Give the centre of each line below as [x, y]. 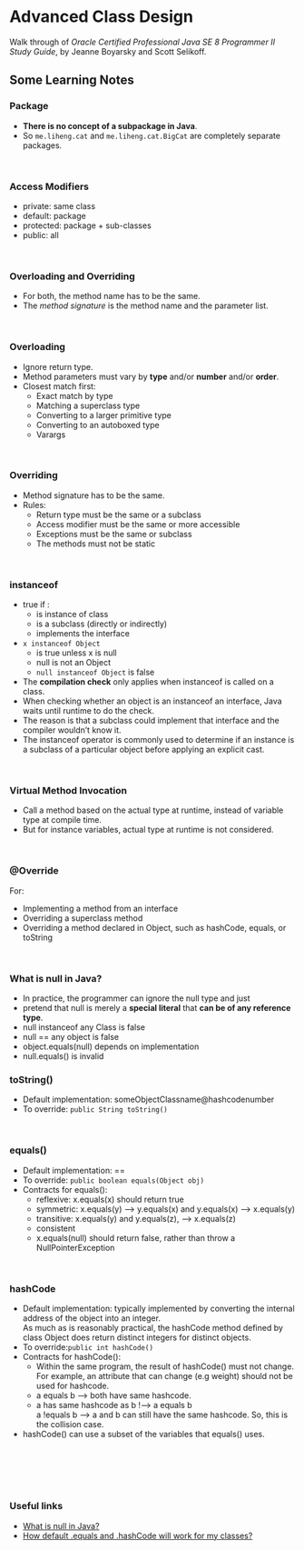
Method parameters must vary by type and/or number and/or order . [151, 376]
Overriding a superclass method [83, 918]
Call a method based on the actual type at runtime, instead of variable [153, 810]
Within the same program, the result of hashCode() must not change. [165, 1366]
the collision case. [70, 1424]
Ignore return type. [58, 366]
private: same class [59, 205]
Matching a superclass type [88, 405]
